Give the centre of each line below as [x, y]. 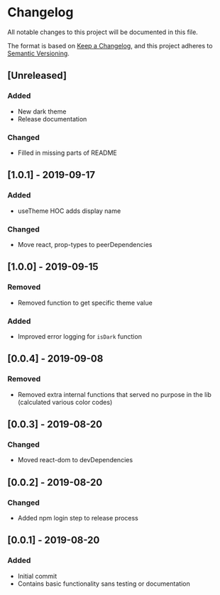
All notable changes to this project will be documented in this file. [103, 32]
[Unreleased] [37, 76]
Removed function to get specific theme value [85, 302]
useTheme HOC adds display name [69, 211]
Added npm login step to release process [78, 518]
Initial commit [37, 576]
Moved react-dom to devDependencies [75, 460]
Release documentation [52, 119]
